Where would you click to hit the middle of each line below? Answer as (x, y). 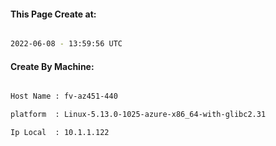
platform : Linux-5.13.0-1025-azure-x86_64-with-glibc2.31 (138, 115)
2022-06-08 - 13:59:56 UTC (66, 44)
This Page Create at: (53, 14)
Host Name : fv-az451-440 (64, 96)
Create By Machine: (52, 66)
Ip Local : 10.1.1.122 (60, 133)
